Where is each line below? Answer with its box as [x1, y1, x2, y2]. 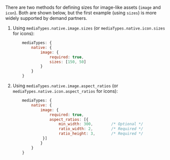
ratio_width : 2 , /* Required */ [58, 126, 143, 131]
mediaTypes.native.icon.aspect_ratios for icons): [12, 88, 118, 94]
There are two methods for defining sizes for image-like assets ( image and [5, 5, 161, 10]
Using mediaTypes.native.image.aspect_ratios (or [12, 83, 118, 89]
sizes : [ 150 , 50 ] [49, 59, 86, 64]
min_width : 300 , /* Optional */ [58, 122, 143, 127]
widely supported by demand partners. [5, 15, 88, 21]
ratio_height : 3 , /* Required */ [58, 131, 143, 137]
